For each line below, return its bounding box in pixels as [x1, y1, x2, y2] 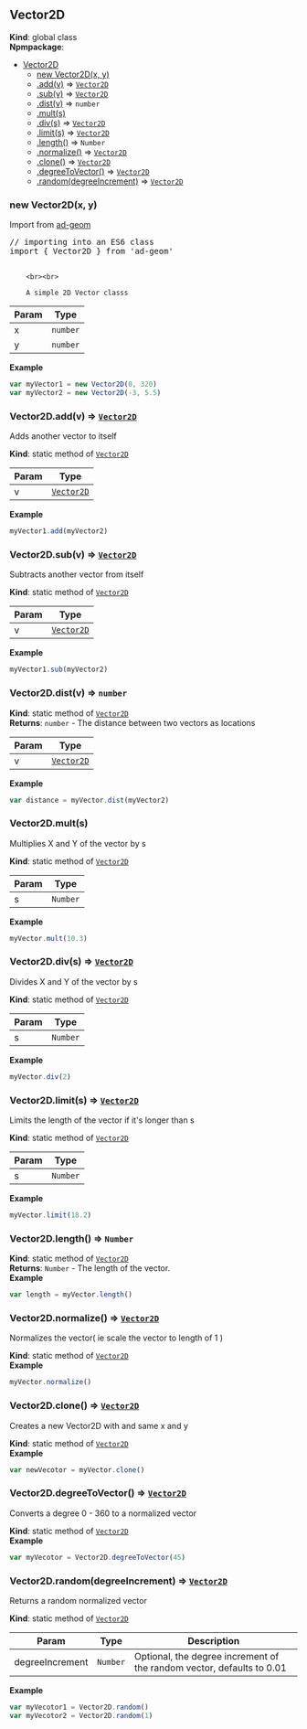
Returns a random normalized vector [9, 1595, 148, 1606]
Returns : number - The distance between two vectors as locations [9, 717, 256, 728]
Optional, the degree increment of [133, 1649, 280, 1662]
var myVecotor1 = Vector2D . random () [9, 1702, 149, 1712]
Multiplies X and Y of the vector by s [9, 838, 146, 848]
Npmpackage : [9, 41, 65, 52]
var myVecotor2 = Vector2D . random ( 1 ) [9, 1711, 153, 1720]
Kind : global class [9, 31, 78, 42]
